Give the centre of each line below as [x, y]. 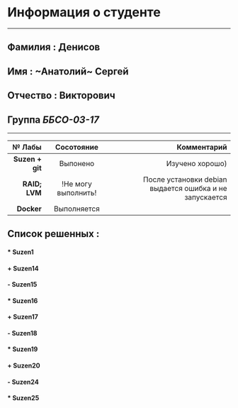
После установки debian [185, 180]
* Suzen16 [23, 301]
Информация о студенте [84, 12]
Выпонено [77, 163]
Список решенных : [53, 234]
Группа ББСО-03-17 [53, 120]
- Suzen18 [22, 333]
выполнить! [77, 192]
